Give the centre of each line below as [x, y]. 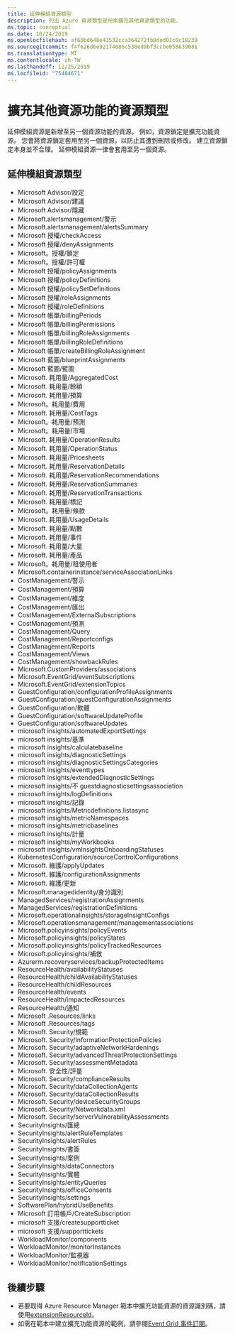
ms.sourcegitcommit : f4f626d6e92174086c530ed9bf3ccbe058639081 [103, 47]
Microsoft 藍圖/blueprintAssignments [71, 360]
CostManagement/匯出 [51, 607]
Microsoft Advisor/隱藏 [51, 210]
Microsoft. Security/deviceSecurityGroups [79, 1102]
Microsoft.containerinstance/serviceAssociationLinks [95, 572]
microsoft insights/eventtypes [61, 770]
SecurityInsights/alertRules [57, 1141]
